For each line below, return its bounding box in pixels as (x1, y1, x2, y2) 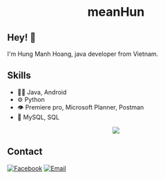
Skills (7, 70, 31, 81)
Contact (7, 146, 43, 158)
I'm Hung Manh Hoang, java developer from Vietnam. (7, 50, 159, 58)
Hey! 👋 (7, 32, 37, 43)
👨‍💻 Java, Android (17, 87, 67, 96)
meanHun (87, 4, 145, 20)
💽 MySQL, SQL (17, 113, 60, 121)
